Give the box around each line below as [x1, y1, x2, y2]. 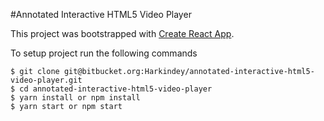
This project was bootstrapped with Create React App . [10, 28, 235, 39]
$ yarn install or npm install [10, 93, 141, 103]
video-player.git [10, 75, 83, 85]
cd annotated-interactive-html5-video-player [19, 84, 213, 94]
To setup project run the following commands [10, 47, 198, 59]
